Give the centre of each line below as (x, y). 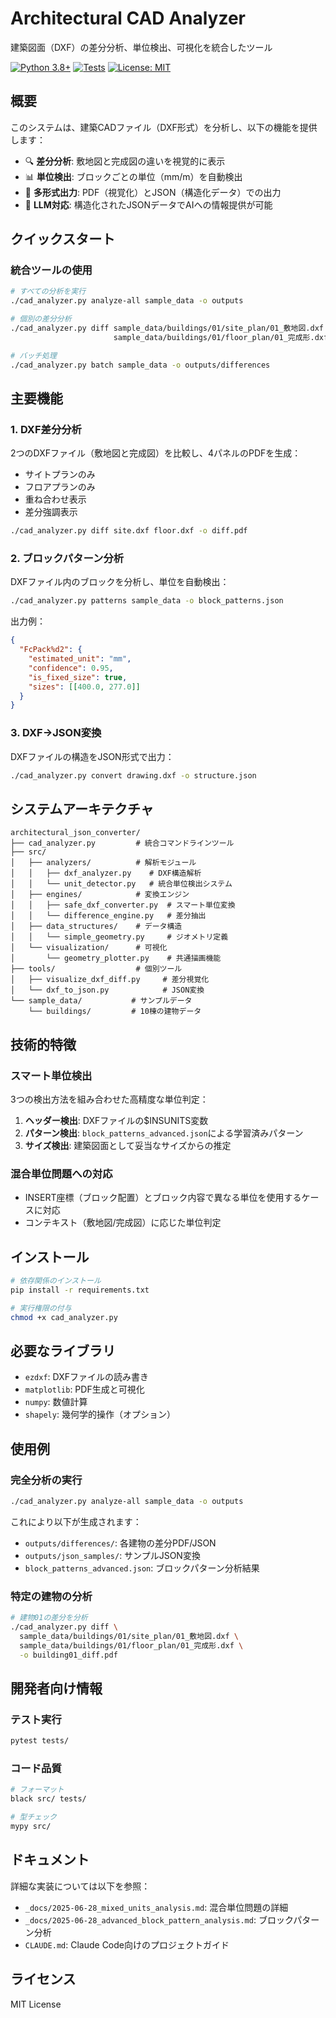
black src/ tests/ (48, 1799)
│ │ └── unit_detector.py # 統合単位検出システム (121, 884)
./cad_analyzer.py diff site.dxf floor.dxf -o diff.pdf (129, 531)
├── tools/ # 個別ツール (96, 969)
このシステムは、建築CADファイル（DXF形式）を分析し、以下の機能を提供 (164, 127)
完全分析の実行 (46, 1480)
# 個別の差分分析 (41, 319)
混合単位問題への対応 (61, 1174)
